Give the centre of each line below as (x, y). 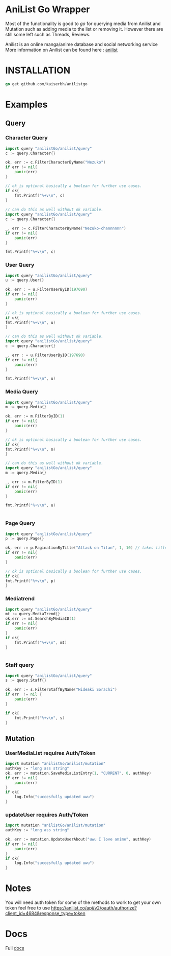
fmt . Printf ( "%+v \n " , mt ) (41, 642)
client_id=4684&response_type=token (45, 914)
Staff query (20, 665)
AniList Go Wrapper (48, 9)
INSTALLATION (38, 71)
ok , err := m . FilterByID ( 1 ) (35, 416)
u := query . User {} (25, 280)
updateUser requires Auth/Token (47, 814)
